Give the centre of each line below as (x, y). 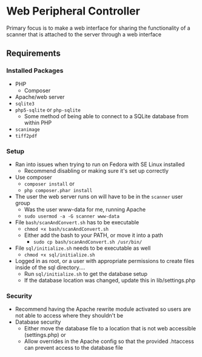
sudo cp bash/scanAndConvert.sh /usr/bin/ (88, 242)
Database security (38, 322)
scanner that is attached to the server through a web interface (84, 34)
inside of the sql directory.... (50, 267)
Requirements (33, 54)
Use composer (34, 177)
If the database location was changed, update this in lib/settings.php (110, 280)
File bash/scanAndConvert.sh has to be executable (77, 222)
